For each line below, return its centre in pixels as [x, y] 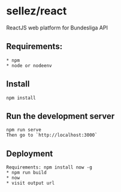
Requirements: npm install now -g [49, 167]
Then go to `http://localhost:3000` [52, 135]
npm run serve [24, 130]
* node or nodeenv [29, 65]
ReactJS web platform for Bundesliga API [57, 28]
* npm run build [26, 173]
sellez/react [37, 11]
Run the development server [60, 116]
